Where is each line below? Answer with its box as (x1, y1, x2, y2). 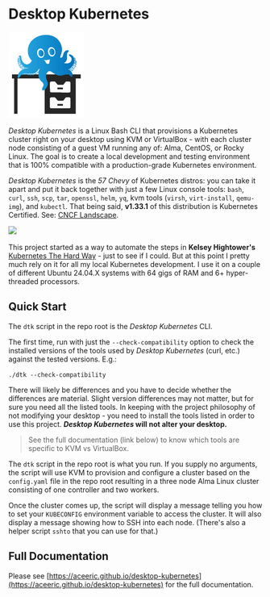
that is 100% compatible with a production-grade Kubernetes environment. (8, 161, 257, 170)
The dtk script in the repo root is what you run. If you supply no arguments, (8, 459, 258, 469)
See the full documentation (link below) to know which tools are (27, 435, 240, 445)
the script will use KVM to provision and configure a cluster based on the (8, 467, 251, 477)
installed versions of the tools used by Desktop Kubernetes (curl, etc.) (8, 345, 240, 355)
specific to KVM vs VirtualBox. (27, 443, 130, 453)
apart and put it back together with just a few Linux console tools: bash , (8, 185, 244, 194)
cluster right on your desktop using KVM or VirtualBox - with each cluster (8, 135, 252, 144)
